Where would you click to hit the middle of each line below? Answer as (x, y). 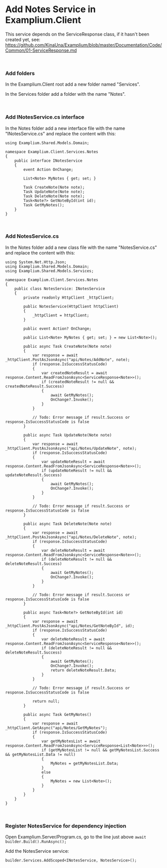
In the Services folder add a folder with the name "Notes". (66, 94)
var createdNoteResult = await (74, 373)
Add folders (20, 73)
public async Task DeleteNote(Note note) (68, 524)
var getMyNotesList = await (71, 741)
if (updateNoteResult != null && (77, 471)
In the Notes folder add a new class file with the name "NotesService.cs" (81, 247)
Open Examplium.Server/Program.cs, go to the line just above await (76, 837)
